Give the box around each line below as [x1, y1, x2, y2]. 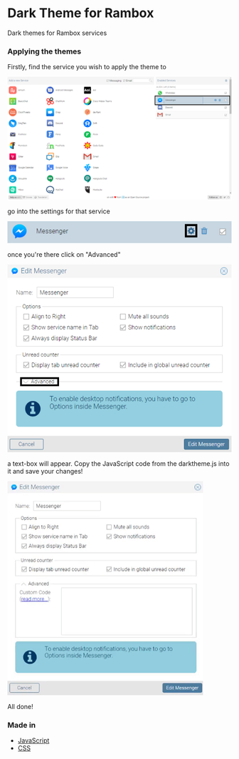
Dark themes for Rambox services [7, 29, 107, 37]
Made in [7, 720, 36, 730]
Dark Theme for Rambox [7, 5, 154, 21]
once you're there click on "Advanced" [7, 250, 121, 259]
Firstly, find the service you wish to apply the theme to [7, 63, 167, 71]
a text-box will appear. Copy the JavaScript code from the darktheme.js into [7, 459, 230, 468]
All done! [7, 702, 33, 710]
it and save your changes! [7, 467, 83, 475]
